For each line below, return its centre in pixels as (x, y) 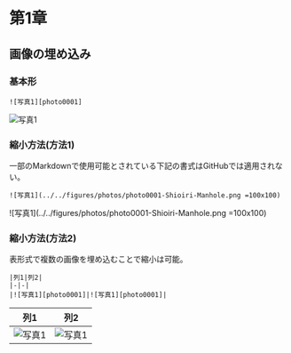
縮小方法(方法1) (42, 145)
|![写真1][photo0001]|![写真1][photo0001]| (88, 295)
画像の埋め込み (50, 54)
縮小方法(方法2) (43, 238)
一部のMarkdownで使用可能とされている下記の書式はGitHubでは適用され (142, 166)
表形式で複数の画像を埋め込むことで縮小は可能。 (98, 260)
